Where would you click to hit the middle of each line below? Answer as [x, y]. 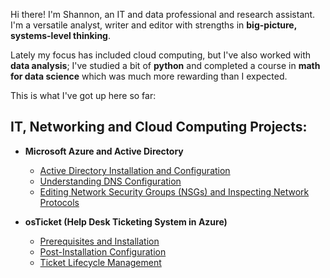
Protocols [59, 202]
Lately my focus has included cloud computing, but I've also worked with [161, 55]
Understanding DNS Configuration [110, 181]
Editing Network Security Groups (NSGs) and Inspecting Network [174, 191]
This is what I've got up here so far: [83, 95]
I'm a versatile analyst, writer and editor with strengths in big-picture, [153, 25]
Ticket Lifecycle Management [100, 262]
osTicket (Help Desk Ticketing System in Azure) [126, 221]
